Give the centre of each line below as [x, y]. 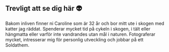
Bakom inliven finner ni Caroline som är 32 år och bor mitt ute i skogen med [85, 23]
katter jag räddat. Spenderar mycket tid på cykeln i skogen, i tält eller [78, 29]
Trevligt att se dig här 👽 [44, 8]
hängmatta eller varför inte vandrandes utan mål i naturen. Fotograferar [80, 34]
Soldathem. [17, 45]
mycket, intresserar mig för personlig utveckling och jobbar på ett [75, 39]
